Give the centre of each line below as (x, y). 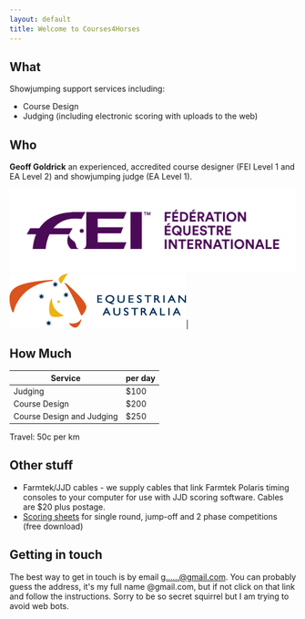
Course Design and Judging (66, 417)
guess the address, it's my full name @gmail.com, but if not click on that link (152, 586)
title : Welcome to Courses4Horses (75, 29)
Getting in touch (56, 555)
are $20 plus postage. (64, 507)
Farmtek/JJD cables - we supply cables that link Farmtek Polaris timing (156, 487)
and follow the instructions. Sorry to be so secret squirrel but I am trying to (149, 596)
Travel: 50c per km (45, 437)
